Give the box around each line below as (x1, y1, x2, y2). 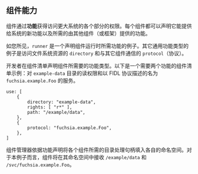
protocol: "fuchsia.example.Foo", (27, 124, 112, 131)
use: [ (6, 88, 22, 94)
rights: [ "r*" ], (27, 104, 72, 110)
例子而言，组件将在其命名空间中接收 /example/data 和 (16, 153, 147, 160)
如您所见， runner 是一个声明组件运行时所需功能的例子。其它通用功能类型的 (6, 42, 189, 49)
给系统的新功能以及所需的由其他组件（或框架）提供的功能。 (6, 29, 151, 37)
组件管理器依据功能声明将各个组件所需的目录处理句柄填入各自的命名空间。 (6, 146, 187, 153)
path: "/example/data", (27, 109, 85, 115)
